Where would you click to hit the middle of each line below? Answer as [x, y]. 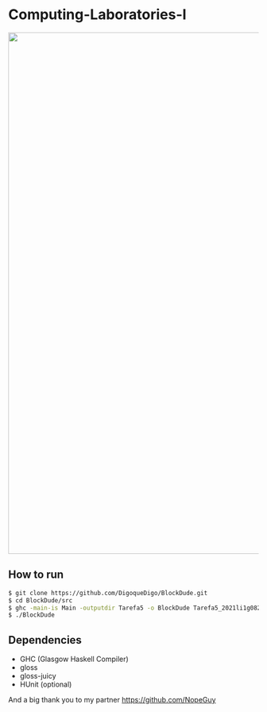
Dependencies [45, 640]
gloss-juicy [38, 676]
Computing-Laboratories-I [97, 15]
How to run [36, 575]
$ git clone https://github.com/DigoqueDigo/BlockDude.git [108, 593]
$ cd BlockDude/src [41, 600]
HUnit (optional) [46, 684]
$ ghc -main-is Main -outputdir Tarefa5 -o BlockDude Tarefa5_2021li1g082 [135, 608]
